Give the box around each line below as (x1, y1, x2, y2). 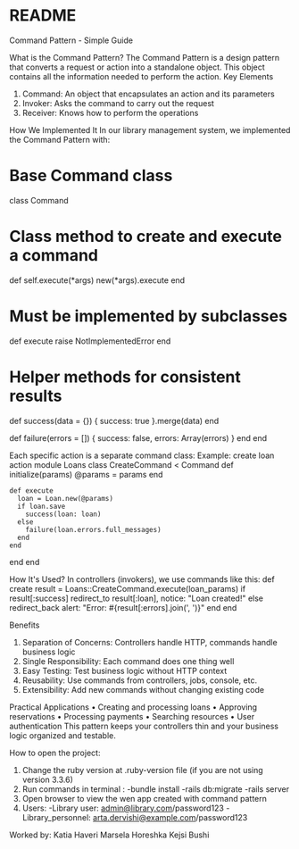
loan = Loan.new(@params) (17, 494, 114, 503)
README (9, 5, 77, 26)
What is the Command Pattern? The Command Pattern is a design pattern (9, 52, 279, 62)
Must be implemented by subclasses (9, 306, 288, 326)
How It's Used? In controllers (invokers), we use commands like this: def (9, 573, 275, 585)
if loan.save (17, 502, 66, 511)
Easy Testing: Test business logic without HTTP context (21, 665, 228, 676)
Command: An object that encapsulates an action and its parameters (21, 88, 275, 99)
